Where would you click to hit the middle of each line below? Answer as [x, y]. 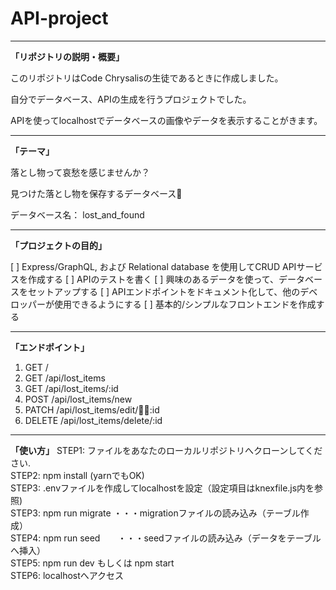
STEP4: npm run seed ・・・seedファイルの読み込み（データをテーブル [166, 538]
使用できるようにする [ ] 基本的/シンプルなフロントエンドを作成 [185, 304]
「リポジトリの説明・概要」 [67, 56]
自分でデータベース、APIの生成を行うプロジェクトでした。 [131, 99]
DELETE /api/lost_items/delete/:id [93, 420]
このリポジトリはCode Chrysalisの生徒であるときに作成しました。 [147, 78]
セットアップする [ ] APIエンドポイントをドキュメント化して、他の [164, 291]
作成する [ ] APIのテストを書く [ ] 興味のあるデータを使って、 [153, 279]
